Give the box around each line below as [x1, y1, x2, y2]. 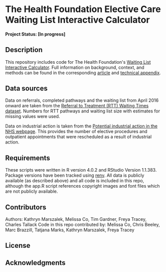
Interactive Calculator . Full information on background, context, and [5, 64, 144, 70]
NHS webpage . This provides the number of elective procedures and [5, 128, 148, 134]
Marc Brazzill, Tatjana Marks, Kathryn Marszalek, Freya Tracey [5, 227, 134, 233]
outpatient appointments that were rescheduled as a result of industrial [5, 134, 152, 140]
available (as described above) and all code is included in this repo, [5, 178, 144, 184]
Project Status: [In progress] [5, 31, 66, 37]
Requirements [5, 154, 50, 162]
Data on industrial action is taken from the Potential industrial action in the [5, 123, 158, 129]
